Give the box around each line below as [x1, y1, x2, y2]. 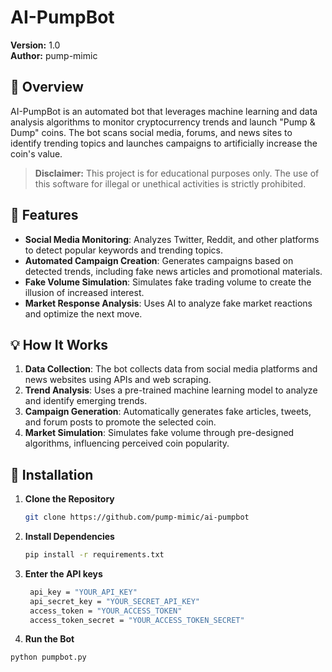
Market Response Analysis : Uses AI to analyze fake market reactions [24, 297, 313, 309]
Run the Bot [24, 633, 75, 645]
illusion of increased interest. [24, 286, 145, 298]
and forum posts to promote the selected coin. [24, 416, 217, 428]
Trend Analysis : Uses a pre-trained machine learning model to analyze [24, 384, 318, 396]
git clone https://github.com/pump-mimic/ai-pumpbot [24, 512, 250, 523]
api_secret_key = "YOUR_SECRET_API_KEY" [29, 596, 201, 606]
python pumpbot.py [10, 652, 87, 663]
